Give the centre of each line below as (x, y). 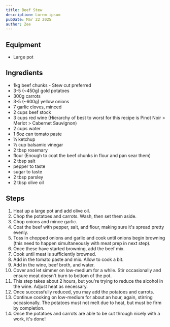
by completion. (29, 308)
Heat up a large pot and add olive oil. (52, 211)
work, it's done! (29, 319)
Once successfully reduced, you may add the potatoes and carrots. (83, 292)
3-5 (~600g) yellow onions (41, 101)
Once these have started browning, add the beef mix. (69, 248)
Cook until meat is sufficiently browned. (55, 254)
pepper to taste (29, 166)
